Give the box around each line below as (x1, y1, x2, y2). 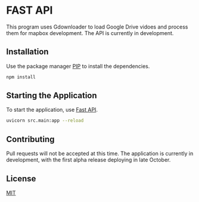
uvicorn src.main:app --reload (6, 118, 84, 124)
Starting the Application (6, 90, 97, 101)
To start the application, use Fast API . (6, 106, 98, 113)
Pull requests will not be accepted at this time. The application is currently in (6, 150, 194, 157)
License (6, 173, 36, 184)
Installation (6, 47, 49, 57)
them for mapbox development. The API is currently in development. (6, 29, 174, 36)
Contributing (6, 134, 55, 144)
